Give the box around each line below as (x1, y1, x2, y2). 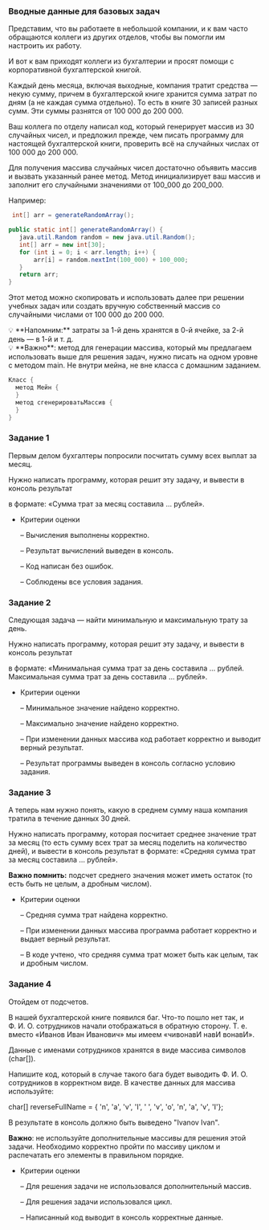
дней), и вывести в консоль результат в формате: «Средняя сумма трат (8, 847, 256, 856)
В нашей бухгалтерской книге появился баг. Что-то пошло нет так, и (8, 1012, 244, 1022)
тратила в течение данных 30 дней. (8, 814, 131, 823)
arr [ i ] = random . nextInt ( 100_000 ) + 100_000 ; (33, 256, 189, 264)
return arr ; (18, 271, 59, 279)
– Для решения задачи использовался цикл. (19, 1196, 173, 1207)
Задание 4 (8, 978, 52, 990)
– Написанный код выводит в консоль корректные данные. (19, 1212, 223, 1222)
